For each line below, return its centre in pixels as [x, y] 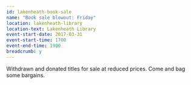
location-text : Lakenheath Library [51, 29]
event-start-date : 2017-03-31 [45, 35]
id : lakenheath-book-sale [39, 12]
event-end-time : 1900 [34, 46]
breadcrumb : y [24, 52]
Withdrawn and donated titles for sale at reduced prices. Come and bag [96, 69]
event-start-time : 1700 [36, 40]
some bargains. [26, 75]
